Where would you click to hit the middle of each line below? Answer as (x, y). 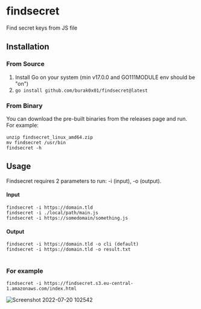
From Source (25, 64)
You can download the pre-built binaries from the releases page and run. (97, 118)
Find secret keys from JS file (42, 28)
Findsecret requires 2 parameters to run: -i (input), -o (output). (84, 181)
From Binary (25, 106)
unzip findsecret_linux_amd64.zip (50, 137)
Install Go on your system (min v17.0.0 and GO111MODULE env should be (105, 77)
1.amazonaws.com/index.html (42, 289)
